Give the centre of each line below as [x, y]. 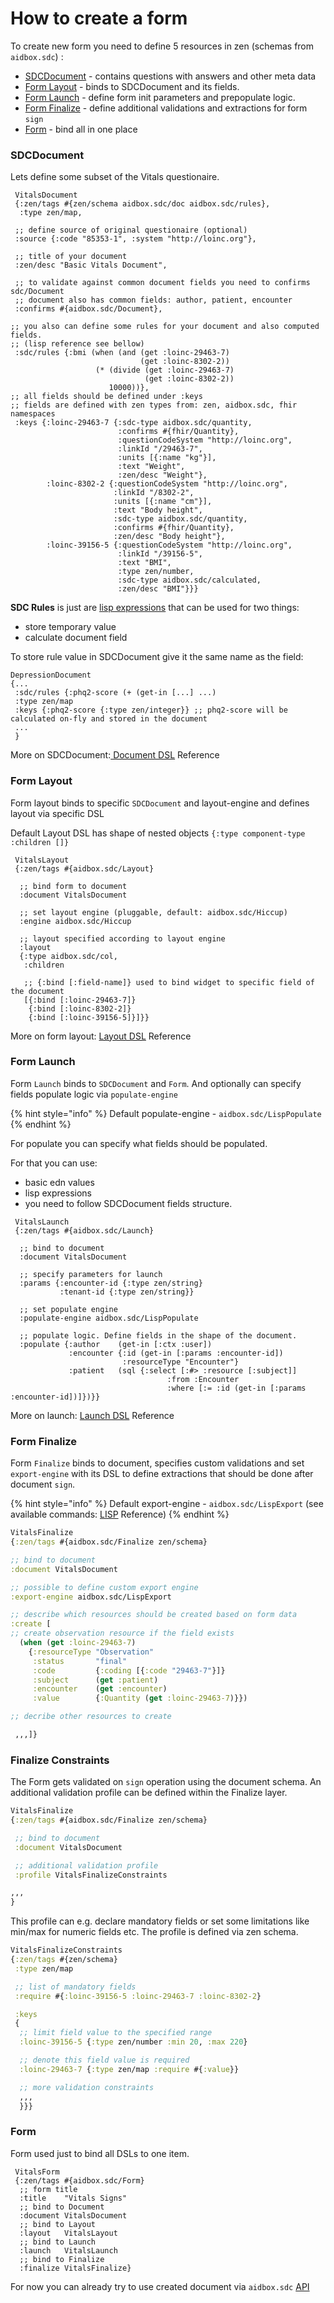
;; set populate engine [68, 1309]
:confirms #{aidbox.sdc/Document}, [88, 309]
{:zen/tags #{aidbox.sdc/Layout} [84, 868]
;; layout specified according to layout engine [122, 938]
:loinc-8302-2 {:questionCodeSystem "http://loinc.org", [167, 484]
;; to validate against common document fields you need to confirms [162, 283]
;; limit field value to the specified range [116, 2033]
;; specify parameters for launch [91, 1274]
